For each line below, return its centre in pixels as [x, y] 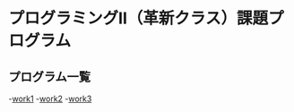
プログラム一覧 [50, 77]
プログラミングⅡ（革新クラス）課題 [138, 18]
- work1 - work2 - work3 [50, 99]
